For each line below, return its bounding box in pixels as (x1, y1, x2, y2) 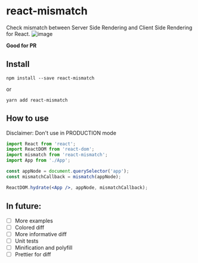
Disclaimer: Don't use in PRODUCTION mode (6, 129, 116, 136)
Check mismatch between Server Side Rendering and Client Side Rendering (6, 24, 193, 31)
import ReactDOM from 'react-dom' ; (6, 146, 95, 152)
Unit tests (14, 237, 39, 244)
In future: (6, 201, 42, 212)
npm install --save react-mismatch (6, 75, 95, 81)
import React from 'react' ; (6, 140, 76, 147)
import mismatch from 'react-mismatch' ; (6, 152, 109, 158)
